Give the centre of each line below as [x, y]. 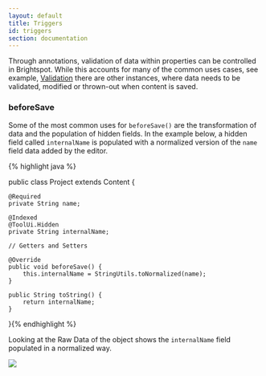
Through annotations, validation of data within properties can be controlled [133, 61]
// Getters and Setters [48, 246]
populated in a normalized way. [60, 348]
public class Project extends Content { [72, 182]
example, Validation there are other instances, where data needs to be [125, 78]
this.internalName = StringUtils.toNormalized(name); [115, 274]
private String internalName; [59, 231]
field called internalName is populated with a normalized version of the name [133, 142]
